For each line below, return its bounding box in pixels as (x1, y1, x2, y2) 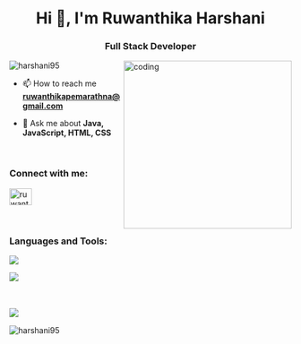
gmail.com (21, 100, 64, 111)
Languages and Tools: (9, 235, 107, 247)
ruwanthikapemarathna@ (21, 91, 121, 102)
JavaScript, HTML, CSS (21, 127, 112, 138)
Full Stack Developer (104, 40, 197, 53)
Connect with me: (9, 168, 89, 180)
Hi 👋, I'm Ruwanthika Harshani (35, 8, 266, 29)
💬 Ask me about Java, (21, 118, 105, 129)
